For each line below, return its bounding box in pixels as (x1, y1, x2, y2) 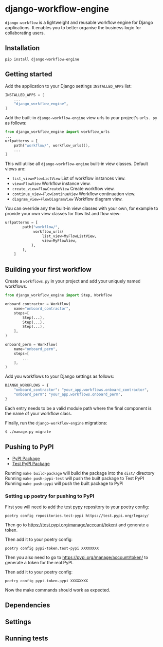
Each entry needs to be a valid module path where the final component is (5, 405, 152, 411)
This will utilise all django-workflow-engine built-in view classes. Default (5, 161, 148, 166)
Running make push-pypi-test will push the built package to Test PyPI (5, 476, 145, 481)
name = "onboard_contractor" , (14, 306, 71, 311)
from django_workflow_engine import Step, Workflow (5, 293, 112, 298)
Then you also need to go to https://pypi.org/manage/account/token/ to (5, 554, 148, 560)
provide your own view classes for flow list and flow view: (5, 211, 121, 217)
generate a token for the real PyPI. (5, 559, 74, 565)
